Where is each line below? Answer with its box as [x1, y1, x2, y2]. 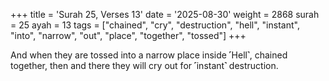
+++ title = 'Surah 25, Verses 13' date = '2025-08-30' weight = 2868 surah [10, 9, 320, 20]
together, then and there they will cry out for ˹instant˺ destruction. [10, 60, 279, 71]
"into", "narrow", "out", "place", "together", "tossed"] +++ [10, 30, 247, 41]
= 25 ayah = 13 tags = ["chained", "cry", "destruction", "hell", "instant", [10, 19, 300, 31]
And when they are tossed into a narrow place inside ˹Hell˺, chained [10, 49, 288, 61]
